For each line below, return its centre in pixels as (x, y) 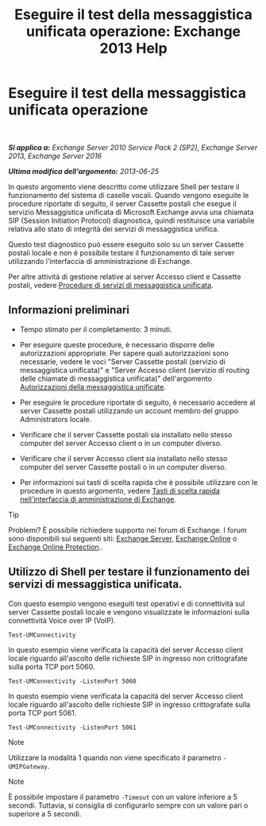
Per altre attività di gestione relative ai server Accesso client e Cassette (125, 277)
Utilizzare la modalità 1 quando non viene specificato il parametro (115, 758)
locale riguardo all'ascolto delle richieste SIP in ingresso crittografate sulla (129, 704)
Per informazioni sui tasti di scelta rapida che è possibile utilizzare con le (139, 482)
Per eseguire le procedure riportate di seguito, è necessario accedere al (137, 402)
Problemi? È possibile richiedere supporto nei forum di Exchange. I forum (128, 529)
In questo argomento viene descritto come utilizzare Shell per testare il (124, 186)
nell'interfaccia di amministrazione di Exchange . (98, 499)
